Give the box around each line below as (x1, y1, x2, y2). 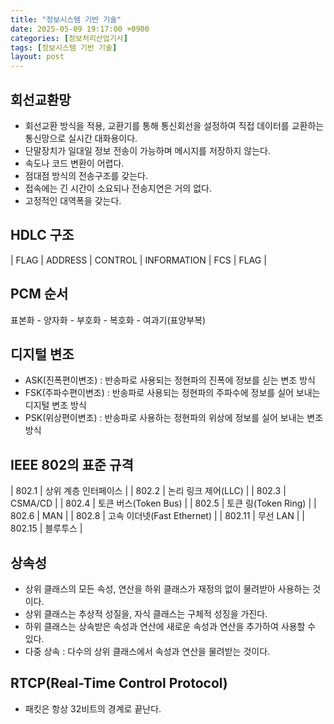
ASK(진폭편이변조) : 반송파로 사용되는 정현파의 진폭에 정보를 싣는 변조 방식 (24, 374, 316, 386)
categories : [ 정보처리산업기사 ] (10, 33, 128, 43)
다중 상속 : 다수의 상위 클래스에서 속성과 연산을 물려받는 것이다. (24, 646, 271, 657)
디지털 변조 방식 (24, 399, 87, 411)
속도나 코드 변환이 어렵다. (24, 157, 125, 169)
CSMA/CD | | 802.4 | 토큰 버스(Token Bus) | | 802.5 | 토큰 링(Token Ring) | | (10, 497, 317, 510)
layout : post (10, 52, 65, 62)
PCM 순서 (10, 286, 69, 303)
